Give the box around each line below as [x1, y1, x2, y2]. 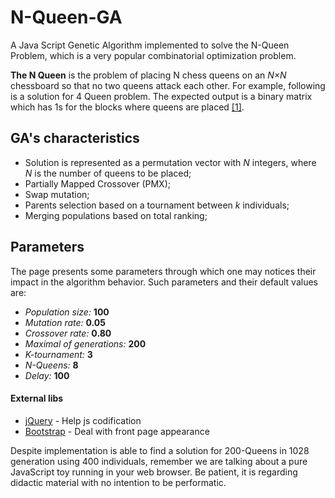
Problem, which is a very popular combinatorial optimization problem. [10, 49, 297, 61]
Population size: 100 [24, 306, 110, 318]
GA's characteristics [10, 130, 140, 147]
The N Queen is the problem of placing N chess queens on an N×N [10, 69, 287, 81]
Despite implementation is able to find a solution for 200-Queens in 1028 [10, 444, 310, 456]
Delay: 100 [24, 369, 70, 381]
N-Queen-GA [10, 6, 123, 29]
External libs [10, 392, 64, 405]
